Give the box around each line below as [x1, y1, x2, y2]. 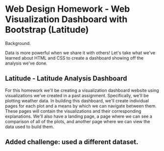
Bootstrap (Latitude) [5, 24, 89, 35]
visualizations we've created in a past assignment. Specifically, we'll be [5, 92, 149, 98]
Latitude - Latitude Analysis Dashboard [5, 74, 127, 83]
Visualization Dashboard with [5, 14, 128, 25]
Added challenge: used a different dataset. [5, 138, 139, 146]
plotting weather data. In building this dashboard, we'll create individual [5, 98, 149, 104]
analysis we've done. [5, 60, 47, 66]
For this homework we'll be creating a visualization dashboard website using [5, 87, 159, 93]
